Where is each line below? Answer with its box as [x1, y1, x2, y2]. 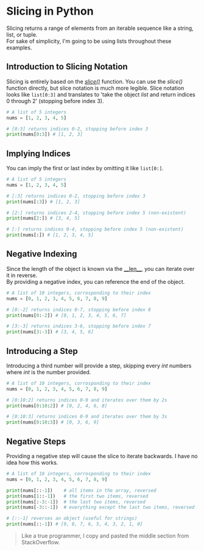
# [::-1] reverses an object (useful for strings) [6, 516, 138, 522]
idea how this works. [6, 459, 58, 466]
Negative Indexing [6, 249, 77, 259]
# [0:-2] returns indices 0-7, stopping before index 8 [6, 306, 151, 312]
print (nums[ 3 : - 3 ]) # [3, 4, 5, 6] [6, 329, 94, 335]
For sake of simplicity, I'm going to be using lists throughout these [6, 37, 172, 45]
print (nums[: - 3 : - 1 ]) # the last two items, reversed [6, 499, 146, 505]
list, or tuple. [6, 31, 38, 38]
